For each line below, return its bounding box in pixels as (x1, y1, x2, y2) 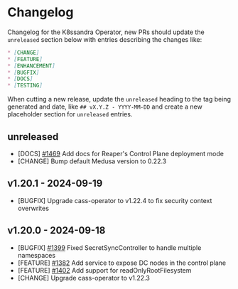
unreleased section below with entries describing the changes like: (7, 35, 202, 43)
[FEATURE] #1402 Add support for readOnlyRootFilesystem (17, 266, 192, 274)
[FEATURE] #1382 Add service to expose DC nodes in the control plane (17, 258, 227, 267)
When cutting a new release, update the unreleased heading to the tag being (7, 95, 231, 104)
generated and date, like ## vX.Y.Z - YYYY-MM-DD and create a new (7, 102, 202, 111)
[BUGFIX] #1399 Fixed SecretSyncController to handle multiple (17, 243, 202, 252)
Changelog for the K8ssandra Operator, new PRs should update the (7, 28, 205, 36)
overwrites (17, 204, 50, 212)
